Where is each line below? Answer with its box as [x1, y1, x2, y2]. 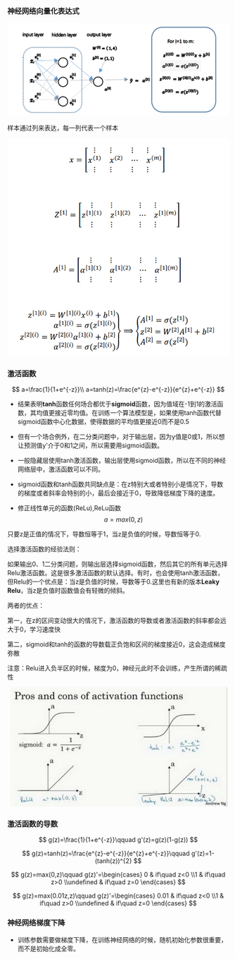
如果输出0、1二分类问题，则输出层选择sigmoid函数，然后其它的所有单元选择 [7, 560, 228, 569]
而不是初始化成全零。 [17, 944, 80, 953]
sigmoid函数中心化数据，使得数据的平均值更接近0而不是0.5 [17, 418, 190, 426]
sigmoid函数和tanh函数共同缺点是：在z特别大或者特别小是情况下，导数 [17, 480, 224, 488]
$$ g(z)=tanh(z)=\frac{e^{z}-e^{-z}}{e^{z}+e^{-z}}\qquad [22, 849, 190, 858]
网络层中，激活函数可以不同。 [17, 465, 104, 474]
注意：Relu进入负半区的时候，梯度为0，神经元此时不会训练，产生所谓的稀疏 [7, 664, 227, 672]
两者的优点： [7, 601, 44, 610]
